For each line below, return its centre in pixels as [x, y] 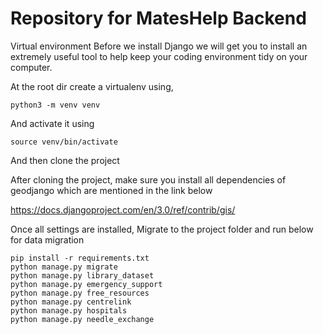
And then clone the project [65, 160]
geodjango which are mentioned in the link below [111, 190]
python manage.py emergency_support [86, 284]
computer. [31, 67]
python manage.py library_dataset [82, 275]
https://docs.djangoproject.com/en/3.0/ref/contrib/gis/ [123, 209]
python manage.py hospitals [69, 310]
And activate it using [52, 123]
